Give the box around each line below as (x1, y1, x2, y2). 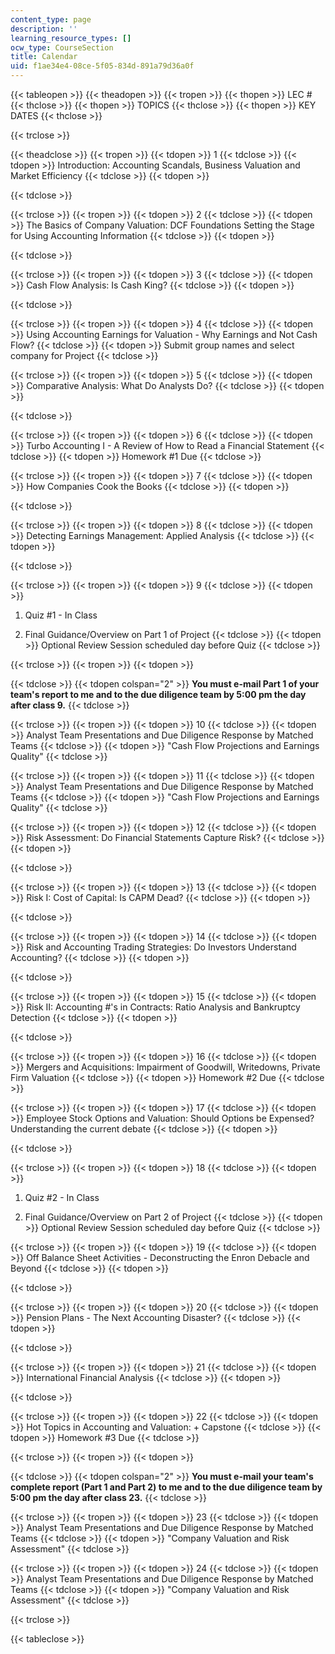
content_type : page (10, 14, 92, 25)
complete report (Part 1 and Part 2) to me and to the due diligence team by (10, 1481, 323, 1493)
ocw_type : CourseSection (10, 42, 114, 53)
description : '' (10, 24, 78, 34)
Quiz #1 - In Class (24, 609, 98, 621)
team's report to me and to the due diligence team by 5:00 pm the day (10, 689, 307, 700)
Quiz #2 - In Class (24, 1192, 100, 1203)
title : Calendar (10, 52, 78, 62)
